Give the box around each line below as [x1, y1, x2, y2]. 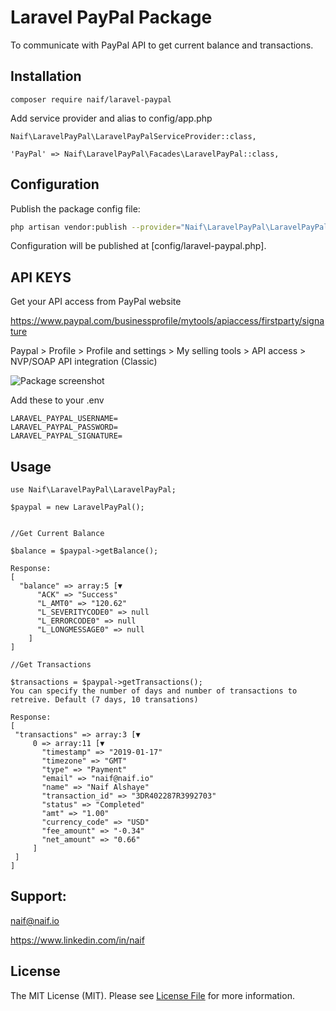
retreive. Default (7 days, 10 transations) [10, 695, 199, 705]
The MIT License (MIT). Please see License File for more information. [10, 989, 295, 1001]
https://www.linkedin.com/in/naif [10, 934, 145, 946]
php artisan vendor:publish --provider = [10, 222, 182, 232]
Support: [10, 888, 67, 905]
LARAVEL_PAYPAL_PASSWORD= [10, 422, 118, 433]
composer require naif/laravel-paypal [10, 94, 172, 105]
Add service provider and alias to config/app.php [10, 112, 213, 124]
